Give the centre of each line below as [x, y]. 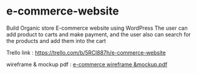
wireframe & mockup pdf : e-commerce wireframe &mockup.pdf [87, 64]
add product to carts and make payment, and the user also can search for [99, 34]
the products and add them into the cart [56, 41]
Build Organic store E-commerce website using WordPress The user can [97, 28]
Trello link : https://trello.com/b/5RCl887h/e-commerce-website [86, 52]
